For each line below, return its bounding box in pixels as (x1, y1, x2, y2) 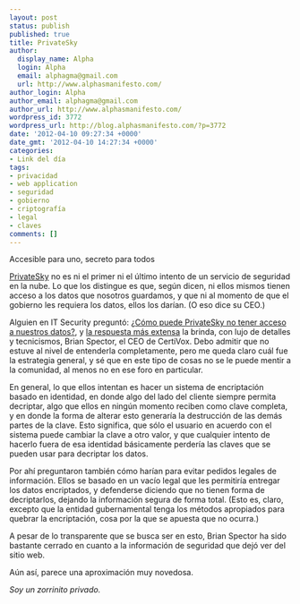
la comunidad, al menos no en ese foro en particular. (9, 364, 203, 376)
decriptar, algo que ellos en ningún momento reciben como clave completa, (9, 401, 288, 412)
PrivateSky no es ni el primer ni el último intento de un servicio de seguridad (9, 271, 291, 282)
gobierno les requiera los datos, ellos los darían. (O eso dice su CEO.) (9, 300, 266, 311)
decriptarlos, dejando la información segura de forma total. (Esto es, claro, (9, 494, 284, 506)
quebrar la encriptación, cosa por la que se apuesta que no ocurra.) (9, 514, 260, 524)
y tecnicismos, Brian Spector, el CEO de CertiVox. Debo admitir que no (9, 336, 270, 347)
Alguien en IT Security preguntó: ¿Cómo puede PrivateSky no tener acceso (9, 317, 287, 328)
